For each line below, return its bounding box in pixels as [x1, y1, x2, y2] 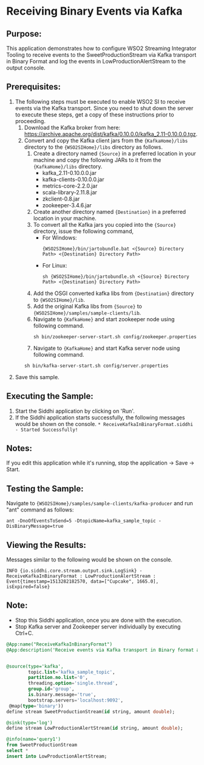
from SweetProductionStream [6, 742, 78, 748]
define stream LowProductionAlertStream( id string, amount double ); [6, 725, 183, 731]
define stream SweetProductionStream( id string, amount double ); [6, 708, 175, 714]
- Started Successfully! [15, 427, 78, 433]
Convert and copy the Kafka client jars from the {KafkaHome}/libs [24, 137, 188, 144]
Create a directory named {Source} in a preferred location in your [33, 149, 196, 157]
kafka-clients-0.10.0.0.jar [42, 176, 104, 183]
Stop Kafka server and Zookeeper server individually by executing [15, 623, 181, 630]
